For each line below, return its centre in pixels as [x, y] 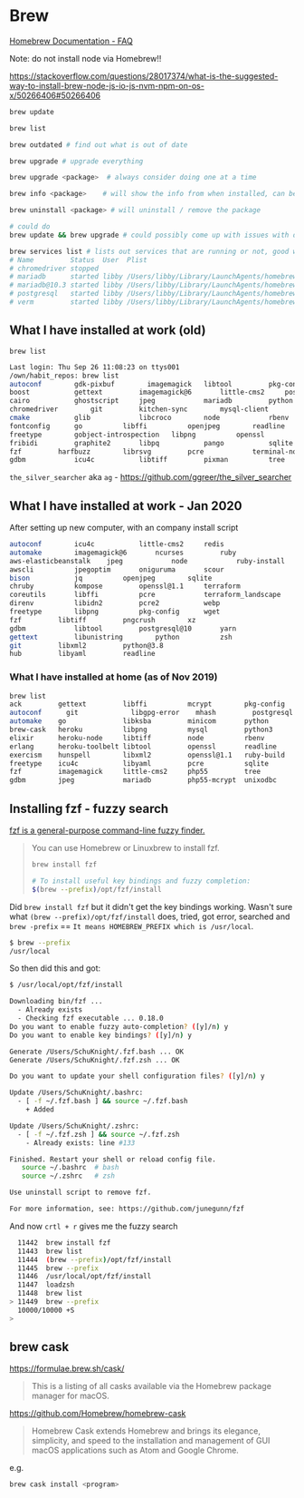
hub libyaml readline [82, 654]
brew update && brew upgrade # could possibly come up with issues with [149, 235]
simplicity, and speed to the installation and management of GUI [151, 1441]
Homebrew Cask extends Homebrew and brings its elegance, [146, 1431]
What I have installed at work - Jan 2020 [126, 506]
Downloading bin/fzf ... [56, 1002]
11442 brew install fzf [64, 1243]
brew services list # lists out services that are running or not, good [149, 251]
